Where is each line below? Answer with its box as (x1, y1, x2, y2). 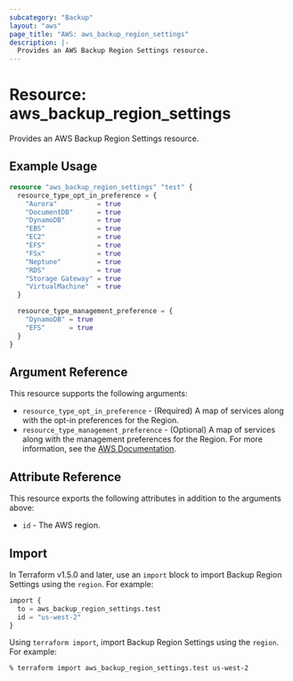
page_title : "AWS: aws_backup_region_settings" (9, 29, 190, 38)
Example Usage (9, 159, 98, 174)
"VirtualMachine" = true (25, 282, 122, 291)
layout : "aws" (9, 21, 62, 30)
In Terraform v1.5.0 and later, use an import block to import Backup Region (9, 569, 282, 580)
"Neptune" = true (25, 257, 122, 266)
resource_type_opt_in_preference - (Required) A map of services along (21, 405, 285, 416)
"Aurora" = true (25, 199, 122, 208)
